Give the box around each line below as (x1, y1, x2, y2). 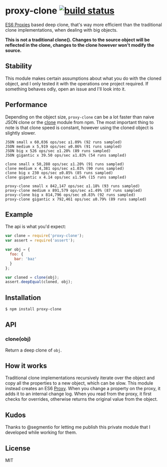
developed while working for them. (5, 429, 77, 435)
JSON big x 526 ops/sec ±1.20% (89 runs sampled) (5, 148, 111, 153)
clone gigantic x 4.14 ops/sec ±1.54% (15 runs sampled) (5, 175, 127, 180)
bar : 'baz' (14, 256, 37, 261)
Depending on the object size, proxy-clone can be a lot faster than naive (5, 113, 154, 120)
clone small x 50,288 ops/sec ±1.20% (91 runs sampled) (5, 161, 124, 167)
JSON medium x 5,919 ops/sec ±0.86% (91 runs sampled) (5, 144, 122, 149)
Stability (5, 62, 32, 70)
